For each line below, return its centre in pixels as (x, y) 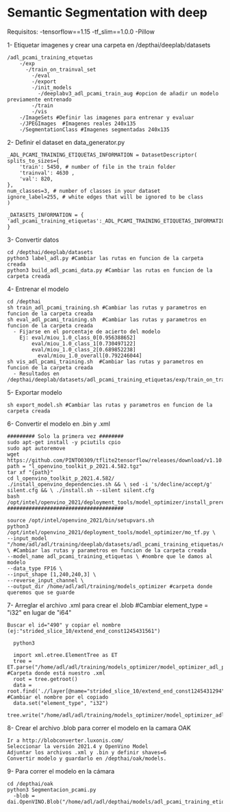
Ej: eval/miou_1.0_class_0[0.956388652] (78, 338)
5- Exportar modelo (35, 392)
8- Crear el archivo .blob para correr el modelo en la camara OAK (99, 728)
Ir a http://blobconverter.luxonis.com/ (66, 740)
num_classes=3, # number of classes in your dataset (84, 191)
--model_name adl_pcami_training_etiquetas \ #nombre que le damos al (110, 556)
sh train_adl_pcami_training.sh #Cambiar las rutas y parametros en (107, 308)
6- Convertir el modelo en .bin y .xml (59, 424)
